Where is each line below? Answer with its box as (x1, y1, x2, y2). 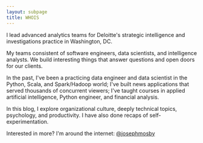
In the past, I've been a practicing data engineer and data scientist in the (6, 74, 188, 81)
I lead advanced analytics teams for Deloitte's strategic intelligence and (6, 31, 185, 38)
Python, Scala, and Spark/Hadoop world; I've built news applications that (6, 80, 190, 88)
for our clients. (6, 62, 43, 70)
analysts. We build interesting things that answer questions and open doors (6, 56, 195, 63)
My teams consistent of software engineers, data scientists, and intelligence (6, 49, 198, 56)
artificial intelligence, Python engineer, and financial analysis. (6, 93, 159, 101)
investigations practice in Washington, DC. (6, 38, 112, 45)
